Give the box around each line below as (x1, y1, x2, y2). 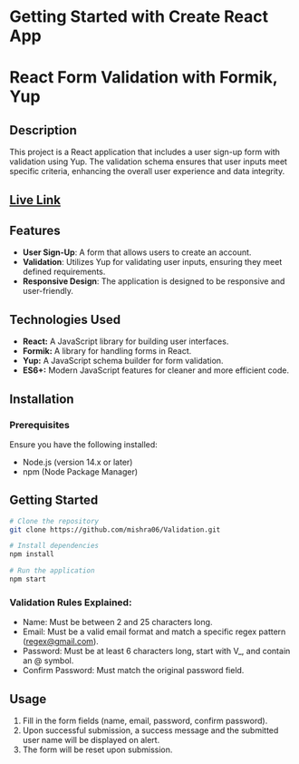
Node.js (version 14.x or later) (22, 456, 133, 467)
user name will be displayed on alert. (22, 735, 160, 746)
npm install (9, 550, 54, 559)
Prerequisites (9, 418, 70, 431)
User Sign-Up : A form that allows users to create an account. (22, 247, 252, 258)
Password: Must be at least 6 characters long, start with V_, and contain (22, 646, 291, 657)
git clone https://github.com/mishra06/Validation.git (9, 524, 221, 534)
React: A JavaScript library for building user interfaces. (22, 336, 229, 347)
